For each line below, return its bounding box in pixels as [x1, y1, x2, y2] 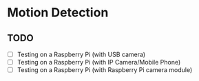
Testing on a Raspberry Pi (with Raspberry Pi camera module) [17, 66, 193, 74]
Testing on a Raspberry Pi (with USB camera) [17, 50, 146, 58]
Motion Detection [7, 5, 109, 21]
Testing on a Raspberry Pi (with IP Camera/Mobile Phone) [17, 58, 181, 67]
